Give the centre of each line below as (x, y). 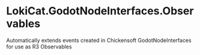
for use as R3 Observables (39, 47)
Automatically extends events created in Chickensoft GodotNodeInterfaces (99, 40)
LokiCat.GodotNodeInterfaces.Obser (100, 11)
